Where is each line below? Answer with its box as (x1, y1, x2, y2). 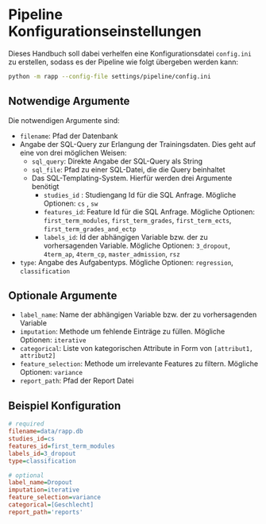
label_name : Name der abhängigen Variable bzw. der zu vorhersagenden (19, 310, 257, 319)
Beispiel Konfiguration (8, 399, 121, 412)
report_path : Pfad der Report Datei (19, 376, 134, 386)
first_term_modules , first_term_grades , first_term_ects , (43, 215, 232, 225)
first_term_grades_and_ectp (43, 225, 137, 233)
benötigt (31, 181, 60, 191)
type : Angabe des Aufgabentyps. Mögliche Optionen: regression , (19, 257, 234, 267)
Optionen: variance (19, 368, 83, 377)
